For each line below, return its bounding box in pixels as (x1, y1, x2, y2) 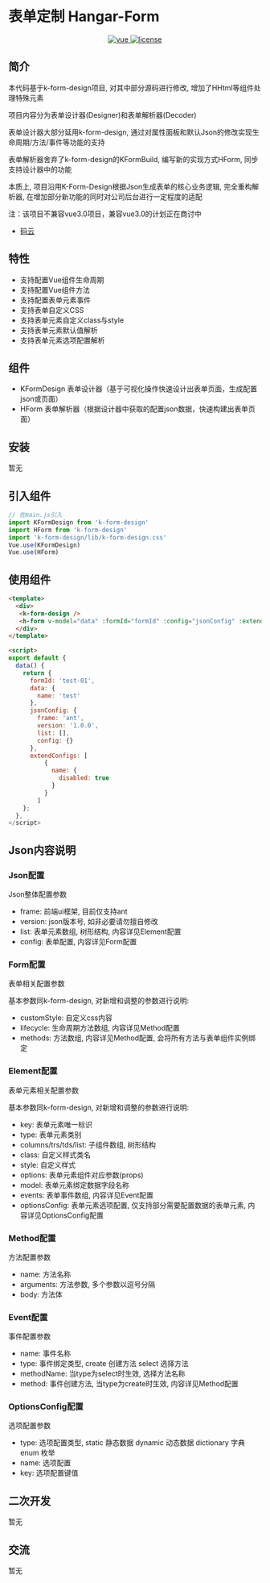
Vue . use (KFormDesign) (8, 541, 81, 549)
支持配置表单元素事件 (19, 295, 91, 305)
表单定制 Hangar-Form (8, 7, 160, 26)
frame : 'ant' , (37, 714, 84, 723)
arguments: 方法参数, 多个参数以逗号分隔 (19, 1279, 156, 1289)
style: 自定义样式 (19, 1160, 76, 1169)
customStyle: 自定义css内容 (19, 1013, 112, 1023)
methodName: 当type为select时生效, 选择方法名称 (19, 1368, 186, 1379)
